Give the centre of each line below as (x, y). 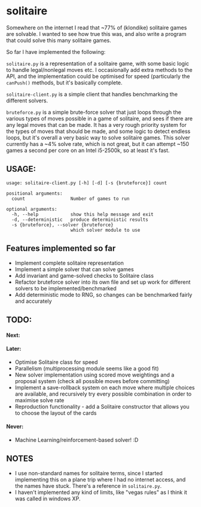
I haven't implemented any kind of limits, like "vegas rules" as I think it (101, 492)
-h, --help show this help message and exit (83, 214)
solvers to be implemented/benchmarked (66, 288)
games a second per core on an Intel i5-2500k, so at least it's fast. (88, 150)
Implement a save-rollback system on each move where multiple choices (105, 387)
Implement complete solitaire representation (69, 263)
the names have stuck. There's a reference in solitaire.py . (88, 485)
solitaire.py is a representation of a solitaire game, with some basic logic (98, 63)
